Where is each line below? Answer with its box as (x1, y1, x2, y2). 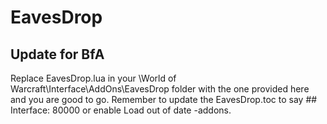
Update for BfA (10, 46, 105, 63)
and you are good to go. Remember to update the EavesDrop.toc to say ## (10, 94, 318, 105)
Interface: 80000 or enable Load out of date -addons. (10, 104, 232, 116)
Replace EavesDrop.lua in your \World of (10, 72, 177, 84)
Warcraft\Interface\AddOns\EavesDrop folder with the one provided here (10, 83, 310, 95)
